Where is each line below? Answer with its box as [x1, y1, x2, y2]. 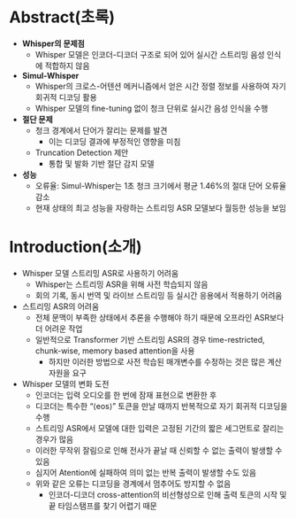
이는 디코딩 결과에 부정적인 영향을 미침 [48, 136, 181, 146]
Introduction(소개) [9, 237, 143, 257]
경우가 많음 [34, 434, 73, 445]
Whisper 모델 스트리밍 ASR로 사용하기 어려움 [21, 267, 179, 278]
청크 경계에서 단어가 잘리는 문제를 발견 [34, 125, 168, 136]
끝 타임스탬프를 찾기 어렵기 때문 [48, 500, 157, 511]
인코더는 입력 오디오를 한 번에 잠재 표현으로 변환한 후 [34, 390, 217, 400]
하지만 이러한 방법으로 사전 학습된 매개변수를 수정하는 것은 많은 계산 [48, 356, 283, 367]
